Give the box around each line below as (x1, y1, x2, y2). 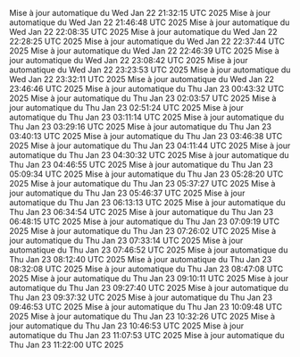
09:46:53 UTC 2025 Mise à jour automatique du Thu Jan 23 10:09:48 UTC (9, 302, 283, 311)
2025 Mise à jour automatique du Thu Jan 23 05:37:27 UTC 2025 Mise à (9, 178, 276, 188)
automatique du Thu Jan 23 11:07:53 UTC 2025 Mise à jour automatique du (9, 330, 285, 340)
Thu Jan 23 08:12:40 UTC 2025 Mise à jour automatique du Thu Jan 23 (9, 254, 272, 264)
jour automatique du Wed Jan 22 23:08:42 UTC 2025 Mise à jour (9, 55, 248, 65)
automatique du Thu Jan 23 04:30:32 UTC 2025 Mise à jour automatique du (9, 150, 289, 160)
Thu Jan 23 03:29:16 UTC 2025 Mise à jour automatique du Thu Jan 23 (9, 121, 272, 132)
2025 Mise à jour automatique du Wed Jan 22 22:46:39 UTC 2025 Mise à (9, 46, 279, 56)
